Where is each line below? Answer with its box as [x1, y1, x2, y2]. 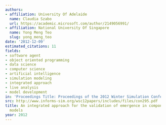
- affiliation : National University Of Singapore [5, 26, 110, 31]
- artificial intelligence [5, 71, 61, 76]
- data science [5, 62, 37, 67]
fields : [5, 48, 21, 53]
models [9, 108, 23, 113]
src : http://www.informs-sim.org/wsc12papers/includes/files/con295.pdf [5, 99, 158, 104]
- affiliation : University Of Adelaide [5, 12, 87, 17]
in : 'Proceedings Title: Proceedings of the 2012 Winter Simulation [5, 94, 149, 99]
